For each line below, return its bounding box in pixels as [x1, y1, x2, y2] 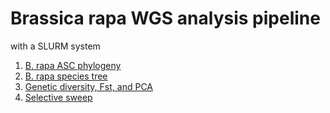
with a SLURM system [10, 40, 101, 52]
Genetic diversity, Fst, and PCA [24, 80, 153, 92]
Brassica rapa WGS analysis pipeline [10, 7, 321, 30]
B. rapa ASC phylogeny [24, 59, 122, 71]
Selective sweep [24, 91, 93, 103]
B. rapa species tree [24, 70, 108, 82]
